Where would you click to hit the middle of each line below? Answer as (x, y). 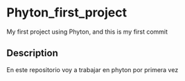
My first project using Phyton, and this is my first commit (87, 32)
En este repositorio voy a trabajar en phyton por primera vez (92, 69)
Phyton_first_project (67, 13)
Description (32, 53)
